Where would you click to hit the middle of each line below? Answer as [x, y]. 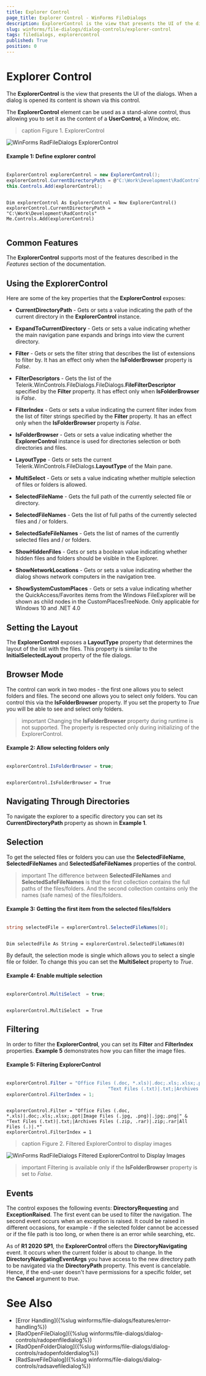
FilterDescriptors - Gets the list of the [63, 379]
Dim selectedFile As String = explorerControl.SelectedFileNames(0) [96, 944]
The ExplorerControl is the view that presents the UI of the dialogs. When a [102, 93]
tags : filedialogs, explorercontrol [53, 35]
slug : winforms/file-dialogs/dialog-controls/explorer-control [89, 29]
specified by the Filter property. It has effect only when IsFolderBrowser [107, 392]
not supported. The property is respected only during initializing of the [110, 727]
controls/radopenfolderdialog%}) [57, 1353]
